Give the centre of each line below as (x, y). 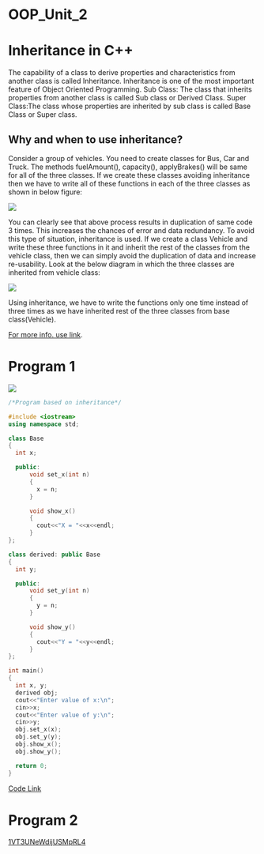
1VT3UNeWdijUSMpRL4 (47, 842)
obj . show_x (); (38, 744)
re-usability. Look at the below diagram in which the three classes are (121, 264)
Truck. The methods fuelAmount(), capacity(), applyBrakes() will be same (128, 167)
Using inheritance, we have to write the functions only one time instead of (128, 303)
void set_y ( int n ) (59, 591)
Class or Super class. (43, 115)
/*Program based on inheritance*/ (65, 402)
